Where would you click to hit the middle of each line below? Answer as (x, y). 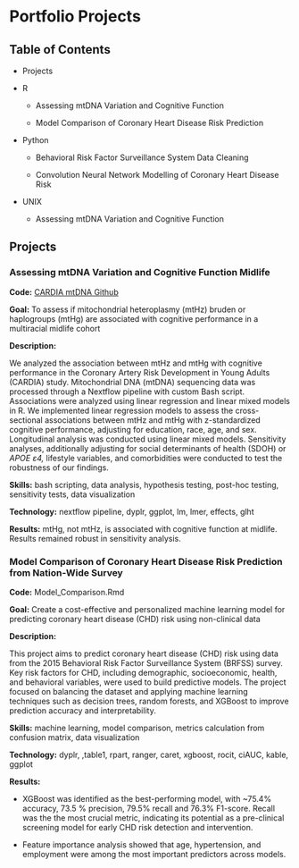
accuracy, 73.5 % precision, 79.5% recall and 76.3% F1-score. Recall (148, 808)
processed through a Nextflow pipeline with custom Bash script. (127, 392)
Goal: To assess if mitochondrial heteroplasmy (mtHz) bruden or (128, 309)
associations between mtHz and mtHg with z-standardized (152, 420)
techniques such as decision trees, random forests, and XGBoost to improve (149, 701)
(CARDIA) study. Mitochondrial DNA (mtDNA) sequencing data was (133, 382)
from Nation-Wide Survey (66, 572)
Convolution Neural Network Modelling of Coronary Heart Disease (157, 175)
